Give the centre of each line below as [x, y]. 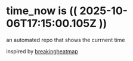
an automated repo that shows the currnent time [66, 40]
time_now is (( [42, 11]
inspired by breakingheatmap [42, 51]
